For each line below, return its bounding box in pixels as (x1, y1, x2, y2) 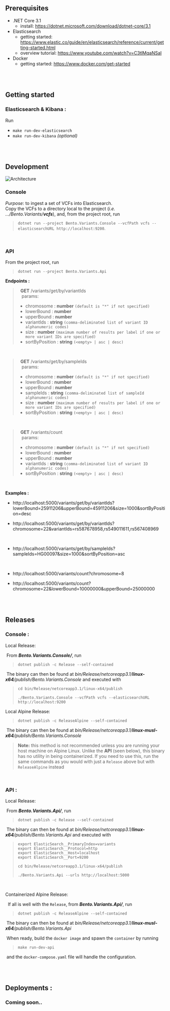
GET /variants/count (20, 429, 63, 435)
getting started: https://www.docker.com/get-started (20, 60, 130, 66)
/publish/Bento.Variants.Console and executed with (13, 676, 121, 682)
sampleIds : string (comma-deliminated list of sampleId (25, 390, 145, 396)
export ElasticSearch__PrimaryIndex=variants (17, 842, 116, 847)
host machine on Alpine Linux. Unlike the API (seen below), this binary (17, 748, 165, 754)
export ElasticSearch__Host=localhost (17, 850, 100, 855)
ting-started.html (20, 44, 56, 50)
